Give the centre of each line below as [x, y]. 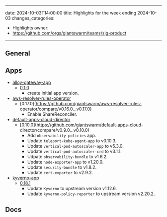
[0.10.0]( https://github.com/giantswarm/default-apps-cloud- [81, 125]
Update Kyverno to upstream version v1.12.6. [72, 189]
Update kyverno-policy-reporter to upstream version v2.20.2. [91, 194]
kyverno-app [26, 178]
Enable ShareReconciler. [52, 114]
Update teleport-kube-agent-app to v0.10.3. [72, 141]
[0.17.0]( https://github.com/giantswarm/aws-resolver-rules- [81, 104]
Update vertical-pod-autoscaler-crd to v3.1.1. [74, 151]
